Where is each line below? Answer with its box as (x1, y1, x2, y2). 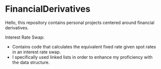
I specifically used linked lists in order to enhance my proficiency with (12, 54, 153, 60)
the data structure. (12, 59, 50, 65)
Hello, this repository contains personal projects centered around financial (5, 20, 155, 25)
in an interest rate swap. (12, 49, 61, 55)
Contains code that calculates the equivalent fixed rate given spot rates (12, 44, 156, 49)
